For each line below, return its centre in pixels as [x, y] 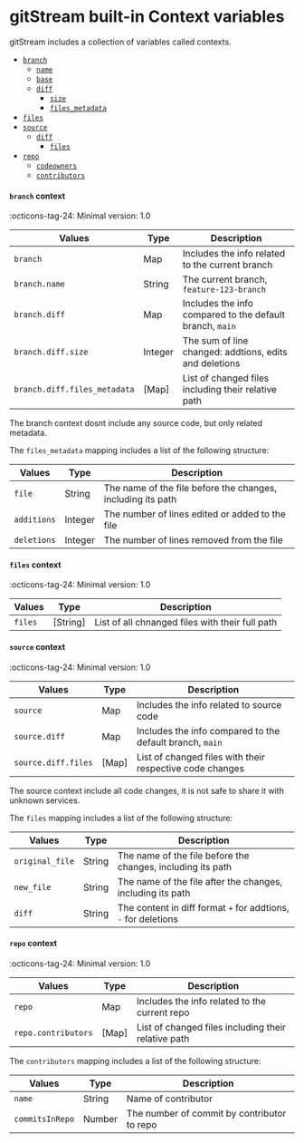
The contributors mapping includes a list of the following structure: [135, 1061]
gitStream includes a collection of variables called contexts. [121, 42]
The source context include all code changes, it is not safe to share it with [147, 790]
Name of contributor [170, 1099]
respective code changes [190, 768]
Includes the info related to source [209, 704]
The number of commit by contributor [206, 1113]
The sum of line [215, 341]
